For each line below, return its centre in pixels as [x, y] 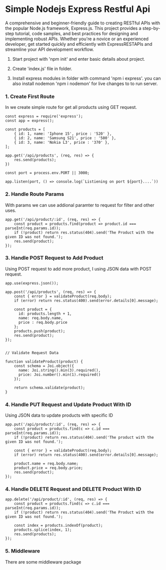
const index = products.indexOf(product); [58, 526]
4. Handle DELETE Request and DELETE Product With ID [73, 489]
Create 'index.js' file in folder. [42, 69]
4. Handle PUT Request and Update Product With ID [68, 404]
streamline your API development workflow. [50, 49]
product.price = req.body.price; [49, 468]
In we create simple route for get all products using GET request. [71, 107]
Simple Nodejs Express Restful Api [78, 9]
